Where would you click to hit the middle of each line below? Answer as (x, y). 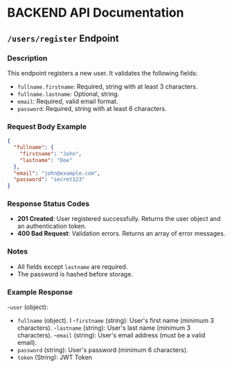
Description (27, 58)
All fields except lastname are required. (72, 266)
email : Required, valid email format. (68, 101)
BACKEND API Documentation (96, 13)
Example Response (40, 292)
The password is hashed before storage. (75, 274)
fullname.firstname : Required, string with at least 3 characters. (107, 86)
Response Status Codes (48, 204)
